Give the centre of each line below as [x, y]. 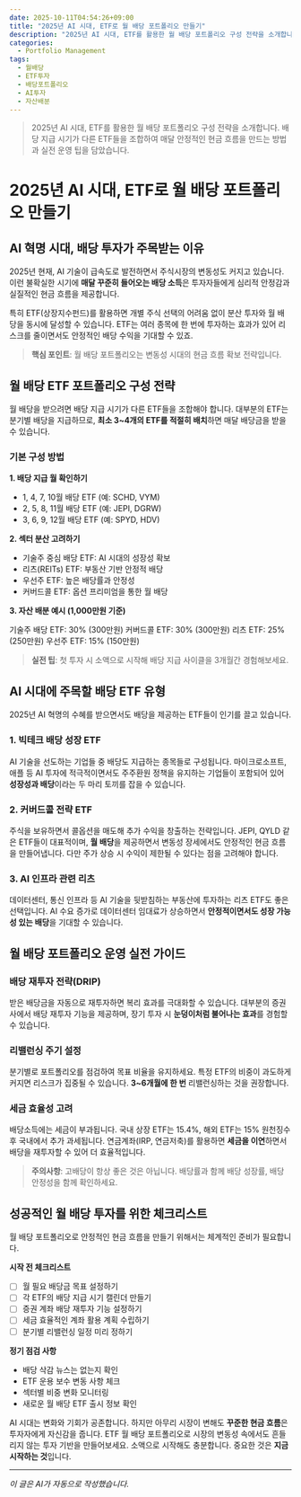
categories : [31, 43]
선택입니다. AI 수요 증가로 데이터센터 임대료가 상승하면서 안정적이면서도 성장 [142, 911]
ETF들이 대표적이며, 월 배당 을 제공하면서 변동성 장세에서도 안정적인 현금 [144, 842]
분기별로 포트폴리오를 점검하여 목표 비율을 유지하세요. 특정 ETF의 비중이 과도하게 [150, 1072]
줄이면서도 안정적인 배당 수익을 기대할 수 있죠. [113, 336]
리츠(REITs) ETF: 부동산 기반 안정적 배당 [93, 569]
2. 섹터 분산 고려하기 [45, 539]
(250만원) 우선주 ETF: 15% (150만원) [75, 641]
